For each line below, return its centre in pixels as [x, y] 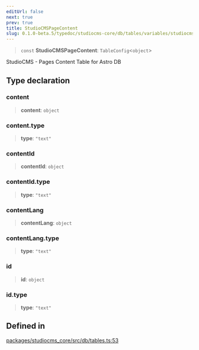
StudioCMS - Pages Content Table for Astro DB [64, 62]
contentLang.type [33, 238]
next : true [20, 17]
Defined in [26, 326]
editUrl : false [25, 12]
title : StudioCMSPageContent [42, 28]
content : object [40, 110]
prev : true [20, 22]
